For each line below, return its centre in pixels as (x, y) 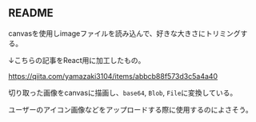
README (31, 13)
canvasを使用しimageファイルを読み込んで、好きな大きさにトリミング (125, 33)
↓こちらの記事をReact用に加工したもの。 (77, 60)
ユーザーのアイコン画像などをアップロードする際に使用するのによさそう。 (131, 109)
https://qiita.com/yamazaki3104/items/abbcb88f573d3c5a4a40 (113, 76)
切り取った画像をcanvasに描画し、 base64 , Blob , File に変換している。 (123, 92)
